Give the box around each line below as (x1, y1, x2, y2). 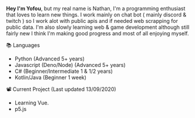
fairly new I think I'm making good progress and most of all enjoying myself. (6, 30, 189, 37)
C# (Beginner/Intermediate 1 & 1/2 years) (14, 68, 113, 75)
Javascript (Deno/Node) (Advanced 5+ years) (14, 62, 126, 68)
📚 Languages (6, 42, 40, 49)
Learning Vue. (14, 99, 49, 106)
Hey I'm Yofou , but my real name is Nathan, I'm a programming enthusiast (6, 5, 186, 12)
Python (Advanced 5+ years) (14, 55, 85, 62)
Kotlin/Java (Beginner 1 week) (14, 74, 87, 81)
